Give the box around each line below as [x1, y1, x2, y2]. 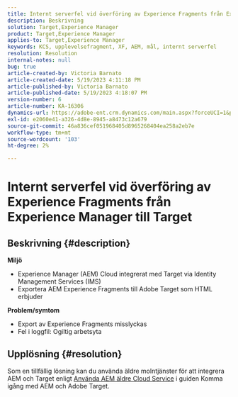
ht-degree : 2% [7, 142, 50, 150]
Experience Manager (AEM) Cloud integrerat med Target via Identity [17, 270, 217, 279]
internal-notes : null [7, 57, 72, 64]
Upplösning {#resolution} [7, 348, 123, 360]
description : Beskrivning [7, 17, 84, 24]
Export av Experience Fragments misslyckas [17, 320, 147, 328]
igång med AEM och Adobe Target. [7, 381, 110, 390]
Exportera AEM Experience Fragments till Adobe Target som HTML [17, 285, 212, 293]
